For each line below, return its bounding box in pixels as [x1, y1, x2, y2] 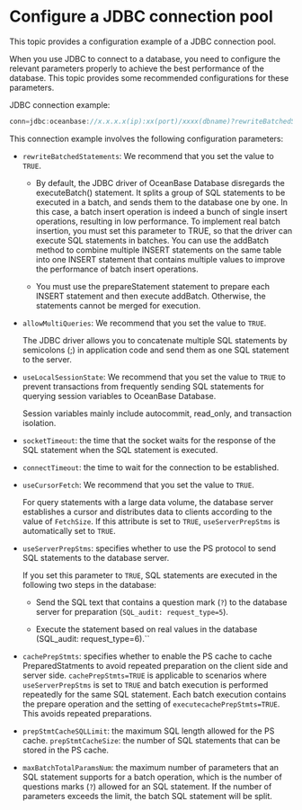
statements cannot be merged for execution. [35, 299, 201, 311]
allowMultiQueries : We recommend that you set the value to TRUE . [22, 317, 267, 328]
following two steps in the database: [22, 579, 157, 590]
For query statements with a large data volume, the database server [22, 496, 274, 507]
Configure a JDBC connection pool [9, 6, 274, 27]
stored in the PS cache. [22, 744, 110, 755]
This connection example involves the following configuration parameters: [9, 133, 284, 144]
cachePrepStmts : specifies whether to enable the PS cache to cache [22, 650, 272, 662]
